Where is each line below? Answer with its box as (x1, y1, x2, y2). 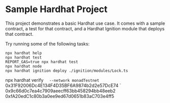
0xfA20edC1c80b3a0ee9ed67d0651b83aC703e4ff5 (5, 93, 114, 99)
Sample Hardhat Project (5, 4, 108, 15)
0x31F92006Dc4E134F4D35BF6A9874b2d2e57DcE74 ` (5, 82, 121, 88)
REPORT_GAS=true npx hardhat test (5, 59, 79, 64)
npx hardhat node (5, 64, 42, 69)
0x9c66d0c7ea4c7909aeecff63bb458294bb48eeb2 (5, 87, 116, 94)
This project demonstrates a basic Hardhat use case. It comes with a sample (5, 20, 165, 26)
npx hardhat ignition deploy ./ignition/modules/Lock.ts (5, 68, 128, 73)
